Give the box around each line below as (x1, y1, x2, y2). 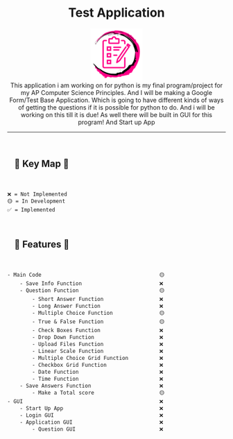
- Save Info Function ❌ (19, 279, 164, 287)
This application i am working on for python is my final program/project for (10, 81, 223, 89)
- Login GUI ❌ (19, 411, 164, 419)
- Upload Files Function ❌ (32, 341, 164, 347)
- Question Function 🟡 (19, 286, 165, 294)
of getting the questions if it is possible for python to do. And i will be (18, 103, 215, 112)
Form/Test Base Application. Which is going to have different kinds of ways (9, 96, 224, 104)
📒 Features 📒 (14, 239, 70, 250)
